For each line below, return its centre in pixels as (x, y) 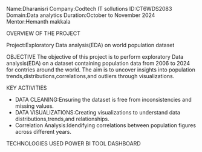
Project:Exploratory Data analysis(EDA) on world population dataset (90, 45)
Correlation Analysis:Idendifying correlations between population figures (106, 125)
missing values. (34, 106)
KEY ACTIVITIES (27, 88)
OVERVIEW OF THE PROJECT (43, 33)
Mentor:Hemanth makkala (38, 21)
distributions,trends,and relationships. (62, 119)
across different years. (43, 132)
